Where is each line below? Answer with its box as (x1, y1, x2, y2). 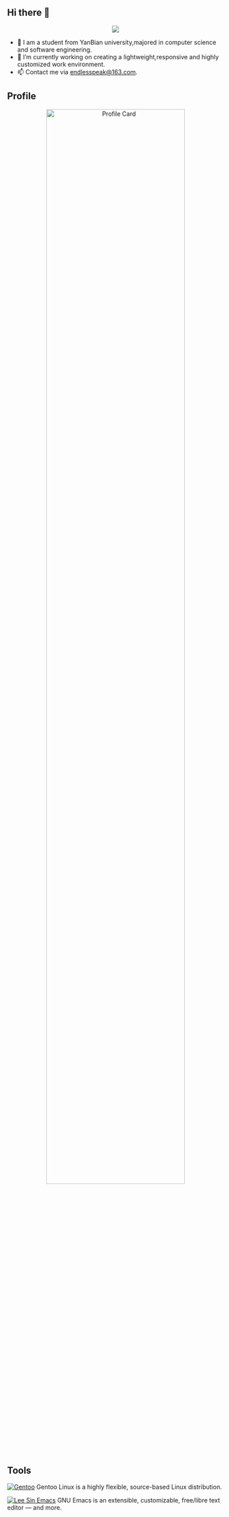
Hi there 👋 (7, 7, 50, 19)
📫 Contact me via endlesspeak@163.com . (17, 68, 138, 76)
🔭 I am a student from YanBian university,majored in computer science (17, 38, 217, 46)
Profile (7, 90, 36, 102)
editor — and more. (7, 1503, 62, 1512)
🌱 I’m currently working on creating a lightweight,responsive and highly (17, 52, 219, 61)
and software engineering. (17, 45, 92, 54)
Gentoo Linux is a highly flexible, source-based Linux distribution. (36, 1483, 222, 1492)
